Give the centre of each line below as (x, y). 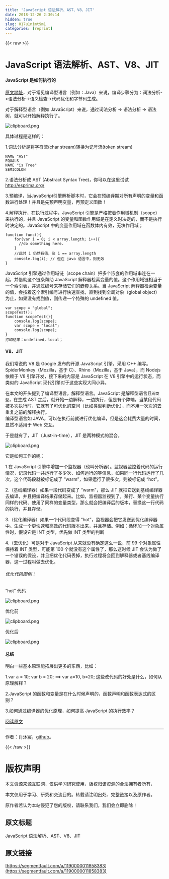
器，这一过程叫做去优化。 (32, 561)
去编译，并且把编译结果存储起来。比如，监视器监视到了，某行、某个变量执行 (84, 496)
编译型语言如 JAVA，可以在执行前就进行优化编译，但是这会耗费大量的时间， (84, 418)
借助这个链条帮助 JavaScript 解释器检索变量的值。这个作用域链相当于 (90, 279)
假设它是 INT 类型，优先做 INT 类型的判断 (61, 532)
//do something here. (41, 243)
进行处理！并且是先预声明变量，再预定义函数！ (58, 202)
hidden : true (19, 19)
